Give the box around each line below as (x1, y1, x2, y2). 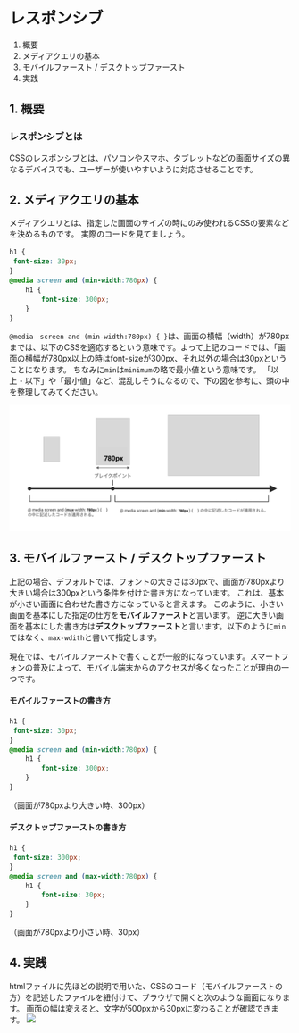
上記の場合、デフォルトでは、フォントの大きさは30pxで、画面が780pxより (9, 576, 286, 587)
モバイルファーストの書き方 (9, 696, 112, 706)
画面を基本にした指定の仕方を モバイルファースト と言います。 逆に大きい (9, 609, 277, 621)
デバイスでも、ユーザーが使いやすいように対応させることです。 (24, 163, 258, 174)
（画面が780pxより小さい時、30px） (9, 927, 145, 937)
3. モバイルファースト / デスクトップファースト (9, 551, 267, 566)
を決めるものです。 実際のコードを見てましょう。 (9, 229, 190, 239)
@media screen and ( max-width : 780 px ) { (9, 871, 158, 880)
